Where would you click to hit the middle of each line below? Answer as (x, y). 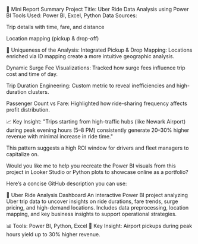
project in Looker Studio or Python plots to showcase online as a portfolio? (97, 172)
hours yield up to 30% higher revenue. (53, 234)
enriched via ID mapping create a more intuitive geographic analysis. (90, 56)
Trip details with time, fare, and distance (55, 27)
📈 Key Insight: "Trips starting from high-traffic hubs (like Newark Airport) (96, 121)
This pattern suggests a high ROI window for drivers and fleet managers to (98, 148)
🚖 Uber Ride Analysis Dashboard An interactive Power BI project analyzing (97, 195)
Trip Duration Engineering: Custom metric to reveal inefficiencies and (91, 85)
